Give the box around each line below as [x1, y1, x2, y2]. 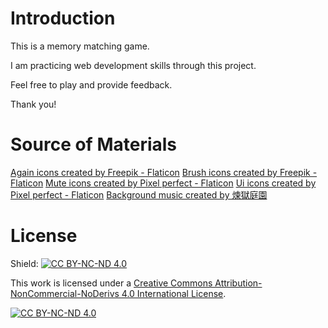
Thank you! [10, 98, 57, 110]
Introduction [10, 7, 116, 30]
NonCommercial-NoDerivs [10, 287, 120, 299]
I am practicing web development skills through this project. [10, 59, 257, 71]
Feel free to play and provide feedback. [10, 78, 173, 91]
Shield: [10, 257, 39, 269]
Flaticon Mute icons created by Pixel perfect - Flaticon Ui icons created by [10, 177, 317, 189]
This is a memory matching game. [10, 40, 150, 52]
